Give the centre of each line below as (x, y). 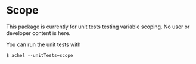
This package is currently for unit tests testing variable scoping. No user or (98, 27)
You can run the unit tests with (43, 44)
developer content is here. (38, 33)
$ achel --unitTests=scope (40, 55)
